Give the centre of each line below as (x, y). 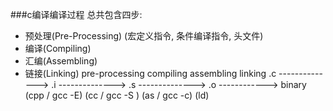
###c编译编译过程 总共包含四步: (76, 14)
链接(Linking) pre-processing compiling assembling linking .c (150, 73)
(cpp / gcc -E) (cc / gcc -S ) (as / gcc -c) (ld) (117, 95)
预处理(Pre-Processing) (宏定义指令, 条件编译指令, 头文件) (144, 36)
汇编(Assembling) (61, 61)
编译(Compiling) (58, 48)
